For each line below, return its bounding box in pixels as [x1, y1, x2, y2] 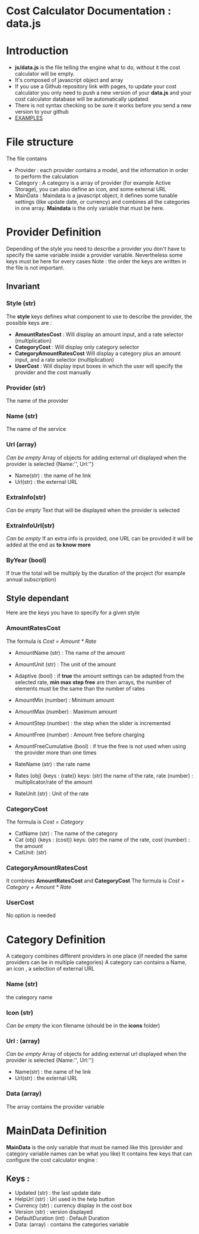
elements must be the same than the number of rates [14, 685, 145, 692]
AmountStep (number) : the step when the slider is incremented [14, 719, 171, 726]
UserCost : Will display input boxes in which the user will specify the [14, 362, 183, 369]
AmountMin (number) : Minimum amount [14, 696, 115, 704]
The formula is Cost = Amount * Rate [6, 638, 97, 645]
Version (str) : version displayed [14, 1208, 93, 1216]
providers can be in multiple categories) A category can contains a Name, [6, 959, 187, 966]
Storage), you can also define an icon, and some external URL [14, 186, 167, 193]
